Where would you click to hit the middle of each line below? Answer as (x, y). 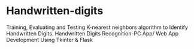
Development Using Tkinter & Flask (50, 40)
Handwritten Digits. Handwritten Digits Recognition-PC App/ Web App (93, 33)
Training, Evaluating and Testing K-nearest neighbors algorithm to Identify (97, 27)
